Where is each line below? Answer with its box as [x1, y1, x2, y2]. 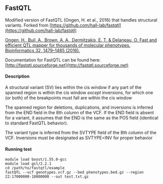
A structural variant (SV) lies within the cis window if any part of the [5, 85, 142, 91]
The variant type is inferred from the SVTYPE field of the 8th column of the [5, 130, 157, 136]
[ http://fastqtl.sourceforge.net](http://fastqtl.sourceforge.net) [5, 62, 129, 68]
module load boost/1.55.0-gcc [5, 157, 67, 162]
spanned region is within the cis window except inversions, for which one [5, 90, 153, 95]
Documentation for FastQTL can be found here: [5, 57, 101, 63]
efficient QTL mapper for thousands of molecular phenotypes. [5, 42, 131, 48]
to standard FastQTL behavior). [5, 120, 68, 126]
